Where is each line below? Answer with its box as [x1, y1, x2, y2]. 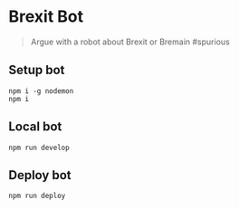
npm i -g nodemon [8, 86, 74, 96]
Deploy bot [8, 167, 72, 183]
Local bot [8, 119, 62, 135]
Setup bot [8, 62, 65, 78]
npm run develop [8, 143, 70, 152]
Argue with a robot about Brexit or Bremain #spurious [30, 36, 230, 47]
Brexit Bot [8, 6, 84, 27]
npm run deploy [8, 192, 66, 201]
